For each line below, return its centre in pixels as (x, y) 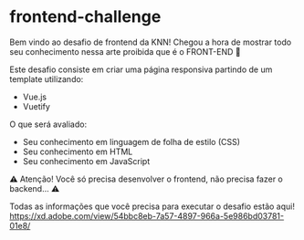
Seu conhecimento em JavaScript (86, 161)
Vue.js (35, 97)
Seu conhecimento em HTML (78, 151)
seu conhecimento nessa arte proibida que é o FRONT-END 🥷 (125, 51)
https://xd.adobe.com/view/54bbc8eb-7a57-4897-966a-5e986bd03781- (147, 215)
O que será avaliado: (48, 124)
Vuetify (36, 106)
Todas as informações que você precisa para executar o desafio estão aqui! (152, 206)
